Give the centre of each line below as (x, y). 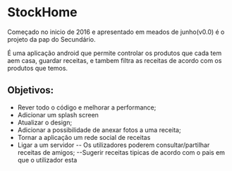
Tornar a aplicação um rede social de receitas (84, 137)
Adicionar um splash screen (58, 114)
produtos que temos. (38, 68)
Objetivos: (31, 90)
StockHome (42, 12)
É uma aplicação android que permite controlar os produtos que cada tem (115, 53)
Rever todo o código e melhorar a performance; (87, 107)
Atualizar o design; (45, 122)
